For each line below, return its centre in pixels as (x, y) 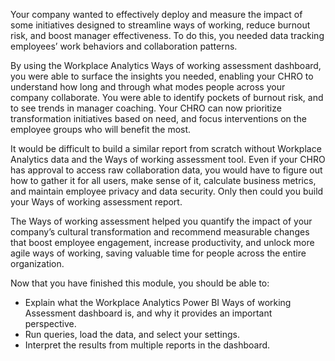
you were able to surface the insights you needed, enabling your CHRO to (162, 76)
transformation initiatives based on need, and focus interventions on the (158, 118)
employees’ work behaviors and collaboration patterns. (124, 46)
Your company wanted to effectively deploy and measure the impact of (156, 14)
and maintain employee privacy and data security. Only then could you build (167, 191)
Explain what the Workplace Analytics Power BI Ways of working (158, 302)
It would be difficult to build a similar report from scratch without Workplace (166, 148)
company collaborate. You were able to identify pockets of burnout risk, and (167, 97)
